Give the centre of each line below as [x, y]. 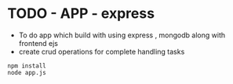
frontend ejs [38, 43]
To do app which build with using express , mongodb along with [122, 35]
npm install [27, 66]
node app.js [27, 72]
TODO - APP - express [81, 14]
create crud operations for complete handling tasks [102, 51]
